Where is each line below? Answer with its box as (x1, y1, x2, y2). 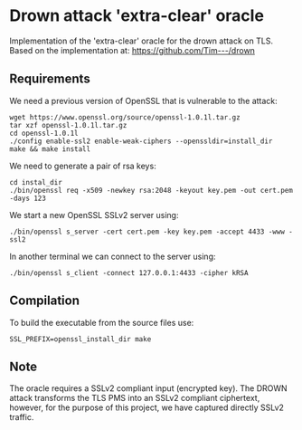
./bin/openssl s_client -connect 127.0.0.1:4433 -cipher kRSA (9, 268, 249, 277)
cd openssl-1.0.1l (9, 129, 79, 138)
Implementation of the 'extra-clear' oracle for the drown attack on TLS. (9, 35, 274, 46)
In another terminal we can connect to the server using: (9, 251, 216, 262)
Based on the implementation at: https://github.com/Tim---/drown (9, 44, 256, 55)
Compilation (9, 293, 80, 309)
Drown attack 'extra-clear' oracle (9, 5, 265, 26)
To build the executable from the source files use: (9, 317, 194, 328)
